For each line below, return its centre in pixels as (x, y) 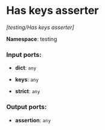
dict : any (26, 68)
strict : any (27, 91)
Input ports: (24, 54)
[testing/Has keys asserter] (40, 27)
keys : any (27, 80)
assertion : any (33, 120)
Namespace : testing (32, 39)
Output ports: (27, 107)
